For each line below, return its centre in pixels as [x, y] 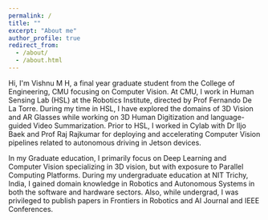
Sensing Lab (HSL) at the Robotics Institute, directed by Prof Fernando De [130, 100]
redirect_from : [34, 46]
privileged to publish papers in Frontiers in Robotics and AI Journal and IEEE [134, 200]
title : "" [25, 23]
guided [20, 126]
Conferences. [31, 209]
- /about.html [39, 61]
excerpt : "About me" [43, 30]
